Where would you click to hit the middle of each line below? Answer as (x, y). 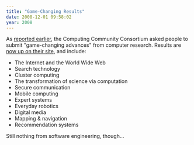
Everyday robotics (36, 106)
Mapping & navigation (41, 119)
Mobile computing (36, 94)
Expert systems (33, 100)
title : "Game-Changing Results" (45, 11)
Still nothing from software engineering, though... (65, 136)
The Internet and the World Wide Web (60, 63)
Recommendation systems (46, 125)
